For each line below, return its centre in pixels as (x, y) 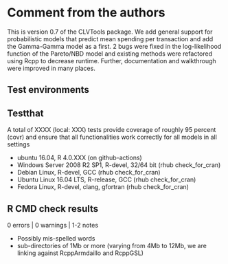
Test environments (48, 90)
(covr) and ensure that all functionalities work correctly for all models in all (112, 137)
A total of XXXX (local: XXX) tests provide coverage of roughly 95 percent (112, 130)
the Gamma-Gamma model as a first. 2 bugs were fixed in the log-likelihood (114, 46)
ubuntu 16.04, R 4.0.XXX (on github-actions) (79, 158)
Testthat (25, 113)
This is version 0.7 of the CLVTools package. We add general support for (110, 32)
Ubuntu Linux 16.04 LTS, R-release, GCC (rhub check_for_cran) (106, 179)
